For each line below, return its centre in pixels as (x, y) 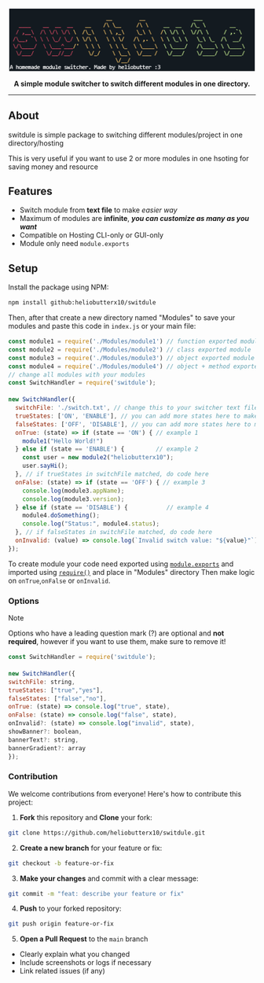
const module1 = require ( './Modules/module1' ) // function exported (123, 342)
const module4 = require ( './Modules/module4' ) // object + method (119, 366)
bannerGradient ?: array (47, 748)
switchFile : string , (42, 682)
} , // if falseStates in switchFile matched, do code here (114, 532)
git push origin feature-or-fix (61, 924)
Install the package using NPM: (59, 287)
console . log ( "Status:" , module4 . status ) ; (91, 524)
